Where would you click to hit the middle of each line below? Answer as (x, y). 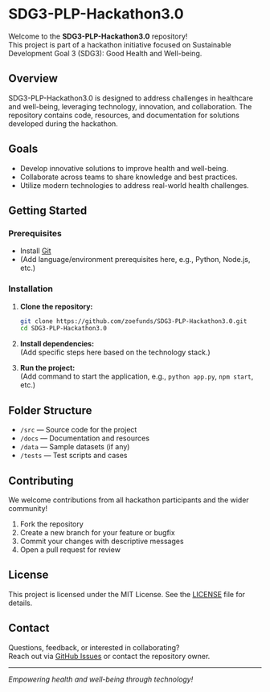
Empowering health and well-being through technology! (101, 679)
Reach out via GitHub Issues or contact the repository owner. (109, 656)
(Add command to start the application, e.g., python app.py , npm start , (137, 377)
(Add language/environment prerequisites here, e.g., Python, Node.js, (135, 260)
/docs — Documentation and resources (85, 438)
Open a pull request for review (70, 549)
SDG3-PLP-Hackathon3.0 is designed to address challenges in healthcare (131, 98)
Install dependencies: (57, 344)
